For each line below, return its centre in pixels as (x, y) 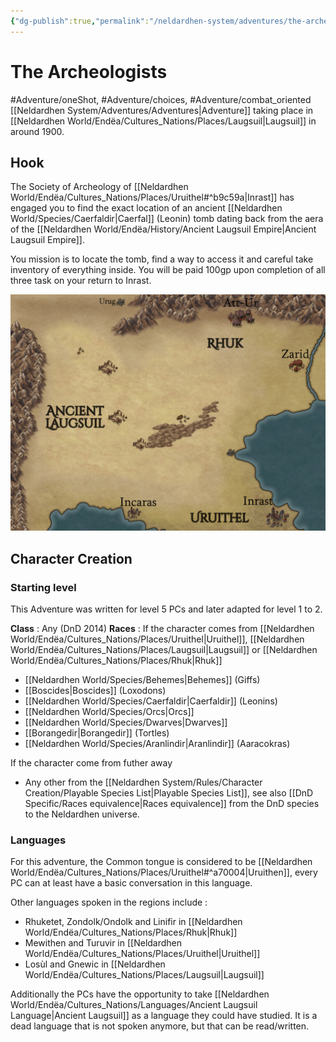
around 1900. (37, 131)
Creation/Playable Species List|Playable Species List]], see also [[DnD (169, 793)
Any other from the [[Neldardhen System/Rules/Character (143, 782)
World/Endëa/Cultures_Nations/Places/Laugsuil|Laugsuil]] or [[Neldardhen (164, 650)
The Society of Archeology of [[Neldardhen (99, 187)
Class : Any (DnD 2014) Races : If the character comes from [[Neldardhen (162, 629)
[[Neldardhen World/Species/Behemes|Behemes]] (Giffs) (142, 680)
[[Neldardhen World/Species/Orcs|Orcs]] (109, 712)
